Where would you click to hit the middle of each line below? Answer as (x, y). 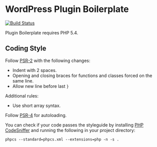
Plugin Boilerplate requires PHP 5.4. (42, 32)
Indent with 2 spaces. (35, 70)
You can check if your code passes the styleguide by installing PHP (74, 125)
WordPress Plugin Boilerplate (67, 9)
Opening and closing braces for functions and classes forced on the (82, 75)
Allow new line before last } (40, 86)
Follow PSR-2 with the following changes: (48, 60)
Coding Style (26, 48)
